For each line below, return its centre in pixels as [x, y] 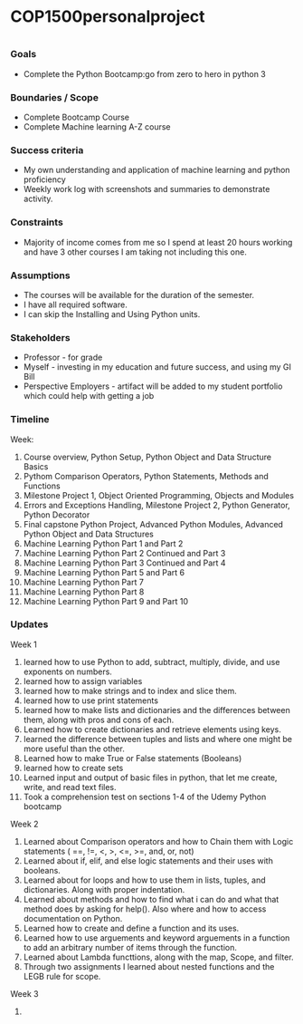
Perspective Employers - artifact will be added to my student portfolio [153, 386]
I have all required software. [75, 304]
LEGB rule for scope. [62, 976]
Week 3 [24, 993]
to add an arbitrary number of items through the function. [130, 947]
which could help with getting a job [89, 396]
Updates [29, 624]
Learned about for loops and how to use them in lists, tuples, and [144, 880]
